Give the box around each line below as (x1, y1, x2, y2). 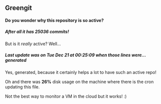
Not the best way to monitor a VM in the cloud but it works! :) (5, 93, 127, 99)
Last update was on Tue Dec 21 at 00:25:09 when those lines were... (5, 52, 146, 58)
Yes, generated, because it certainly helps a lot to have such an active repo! (5, 69, 157, 75)
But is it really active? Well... (5, 41, 61, 47)
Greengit (5, 4, 32, 12)
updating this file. (5, 84, 40, 89)
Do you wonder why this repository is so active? (5, 17, 104, 23)
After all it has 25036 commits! (5, 29, 69, 35)
